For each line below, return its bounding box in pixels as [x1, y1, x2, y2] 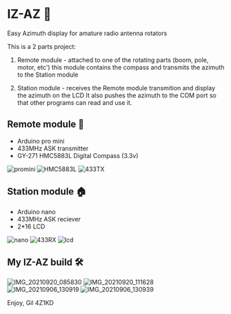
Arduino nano [17, 207, 57, 216]
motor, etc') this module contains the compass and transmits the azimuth [17, 63, 225, 71]
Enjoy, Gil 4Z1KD [7, 299, 54, 307]
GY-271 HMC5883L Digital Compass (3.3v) [17, 151, 139, 159]
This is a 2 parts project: [7, 42, 77, 50]
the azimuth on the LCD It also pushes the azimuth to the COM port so [17, 91, 217, 99]
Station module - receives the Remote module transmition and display [17, 84, 216, 92]
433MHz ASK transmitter [17, 144, 89, 153]
